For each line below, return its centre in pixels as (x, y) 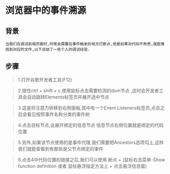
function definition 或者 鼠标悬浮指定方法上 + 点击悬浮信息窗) (82, 166)
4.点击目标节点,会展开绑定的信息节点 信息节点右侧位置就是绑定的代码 (91, 125)
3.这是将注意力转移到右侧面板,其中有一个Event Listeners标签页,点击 (89, 107)
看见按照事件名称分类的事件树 (58, 114)
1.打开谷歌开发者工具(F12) (45, 79)
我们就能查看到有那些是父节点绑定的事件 (60, 148)
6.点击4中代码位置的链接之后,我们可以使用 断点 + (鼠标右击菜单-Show (91, 160)
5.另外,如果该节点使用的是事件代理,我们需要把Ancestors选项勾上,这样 (91, 142)
